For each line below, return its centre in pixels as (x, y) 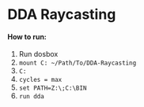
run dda (31, 97)
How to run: (27, 36)
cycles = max (40, 80)
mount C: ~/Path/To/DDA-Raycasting (78, 63)
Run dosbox (38, 54)
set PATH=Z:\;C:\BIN (53, 88)
